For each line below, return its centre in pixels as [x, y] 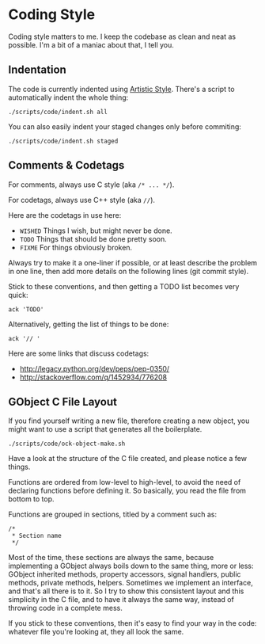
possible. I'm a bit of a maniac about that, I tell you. [91, 44]
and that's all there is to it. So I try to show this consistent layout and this [126, 591]
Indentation [38, 70]
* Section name [36, 536]
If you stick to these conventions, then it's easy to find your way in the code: [132, 623]
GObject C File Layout [62, 402]
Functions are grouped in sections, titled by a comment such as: [113, 514]
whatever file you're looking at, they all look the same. [96, 632]
